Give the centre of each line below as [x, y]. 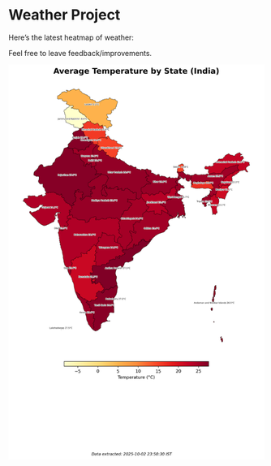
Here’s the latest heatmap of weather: [71, 37]
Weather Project [65, 15]
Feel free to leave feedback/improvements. [80, 53]
